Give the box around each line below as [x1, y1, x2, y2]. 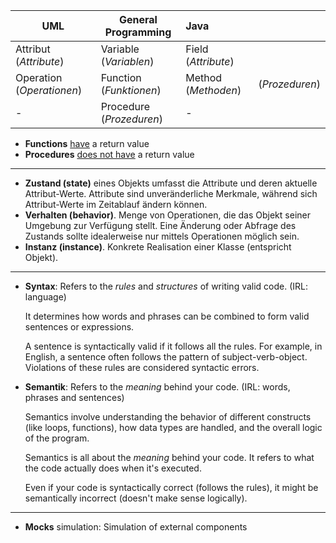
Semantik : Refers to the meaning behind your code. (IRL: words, [24, 381, 291, 393]
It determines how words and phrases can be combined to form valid [24, 310, 310, 322]
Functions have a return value [24, 138, 150, 149]
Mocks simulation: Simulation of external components [24, 521, 248, 533]
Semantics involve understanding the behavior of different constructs [24, 411, 312, 423]
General [118, 13, 158, 26]
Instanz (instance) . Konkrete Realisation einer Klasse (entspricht [24, 241, 292, 253]
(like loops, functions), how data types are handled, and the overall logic [24, 422, 323, 433]
